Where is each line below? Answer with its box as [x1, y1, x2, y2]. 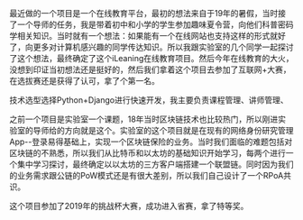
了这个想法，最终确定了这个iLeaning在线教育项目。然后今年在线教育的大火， [9, 53, 294, 63]
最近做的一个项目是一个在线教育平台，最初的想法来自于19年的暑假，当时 [9, 8, 279, 18]
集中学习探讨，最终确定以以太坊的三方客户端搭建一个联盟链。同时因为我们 [16, 159, 294, 170]
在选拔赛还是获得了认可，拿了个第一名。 [9, 76, 160, 86]
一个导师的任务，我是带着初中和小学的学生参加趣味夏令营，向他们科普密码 [16, 19, 294, 30]
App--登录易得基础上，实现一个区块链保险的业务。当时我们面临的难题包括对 [9, 136, 293, 147]
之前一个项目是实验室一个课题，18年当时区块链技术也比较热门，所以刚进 [9, 114, 279, 124]
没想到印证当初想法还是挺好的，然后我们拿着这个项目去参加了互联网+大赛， [9, 64, 291, 75]
